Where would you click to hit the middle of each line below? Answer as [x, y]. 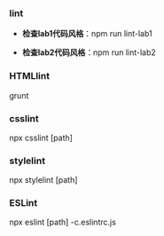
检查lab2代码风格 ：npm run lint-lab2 [89, 52]
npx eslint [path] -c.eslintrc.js [63, 222]
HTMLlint [30, 76]
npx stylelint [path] [43, 180]
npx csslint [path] [41, 138]
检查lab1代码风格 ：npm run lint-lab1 [87, 34]
